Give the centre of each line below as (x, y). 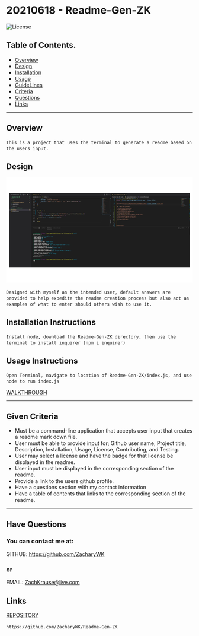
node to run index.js (33, 381)
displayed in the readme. (45, 462)
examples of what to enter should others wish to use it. (79, 304)
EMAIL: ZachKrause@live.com (43, 583)
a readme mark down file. (46, 437)
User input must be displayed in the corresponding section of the (94, 469)
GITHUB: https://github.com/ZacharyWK (55, 554)
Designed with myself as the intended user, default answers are (88, 292)
